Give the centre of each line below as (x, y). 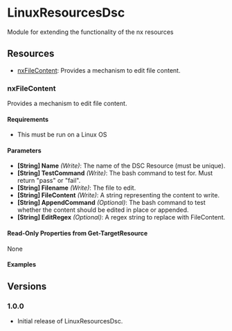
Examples (22, 265)
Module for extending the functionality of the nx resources (90, 32)
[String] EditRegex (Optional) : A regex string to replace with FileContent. (121, 217)
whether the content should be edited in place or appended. (103, 210)
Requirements (28, 119)
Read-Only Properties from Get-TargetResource (78, 233)
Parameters (24, 150)
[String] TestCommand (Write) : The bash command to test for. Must (115, 173)
